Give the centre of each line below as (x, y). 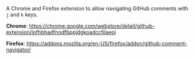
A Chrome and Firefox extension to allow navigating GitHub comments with (97, 8)
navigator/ (19, 50)
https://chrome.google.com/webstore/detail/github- (92, 26)
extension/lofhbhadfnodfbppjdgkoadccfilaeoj (61, 32)
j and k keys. (22, 15)
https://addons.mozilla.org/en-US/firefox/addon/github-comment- (107, 44)
